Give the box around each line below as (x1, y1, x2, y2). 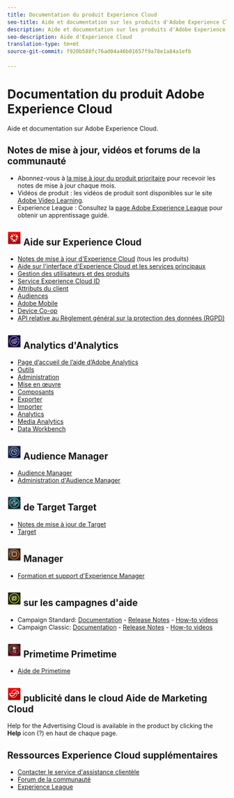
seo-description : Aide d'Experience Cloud (7, 33, 132, 40)
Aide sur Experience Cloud (23, 236, 142, 248)
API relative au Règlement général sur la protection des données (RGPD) (17, 314, 225, 322)
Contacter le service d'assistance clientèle (17, 767, 140, 776)
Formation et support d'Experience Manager (17, 571, 145, 580)
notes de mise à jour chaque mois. (17, 181, 116, 190)
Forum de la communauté (17, 775, 91, 783)
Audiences (17, 292, 49, 300)
